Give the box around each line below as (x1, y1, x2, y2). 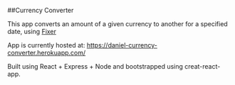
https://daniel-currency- (86, 41, 158, 49)
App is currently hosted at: (7, 41, 85, 49)
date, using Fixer (7, 28, 57, 35)
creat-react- (184, 62, 221, 70)
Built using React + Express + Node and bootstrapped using (7, 62, 184, 70)
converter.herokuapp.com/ (7, 49, 86, 57)
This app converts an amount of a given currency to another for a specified (7, 20, 228, 28)
